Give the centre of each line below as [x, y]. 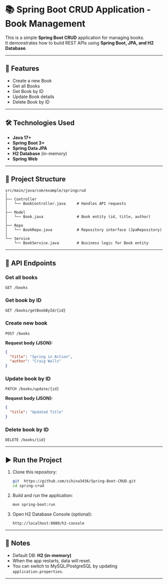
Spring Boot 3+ [28, 142]
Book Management [45, 24]
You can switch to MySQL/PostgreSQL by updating [65, 566]
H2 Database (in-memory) [40, 153]
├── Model [15, 212]
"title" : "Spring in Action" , [41, 356]
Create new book [26, 323]
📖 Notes [18, 543]
